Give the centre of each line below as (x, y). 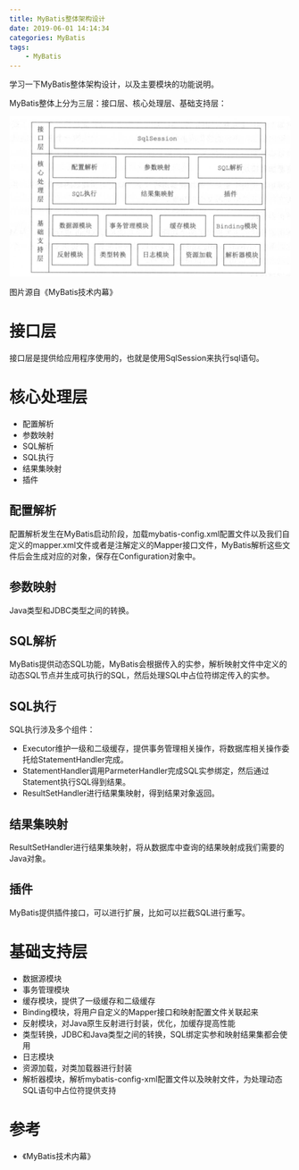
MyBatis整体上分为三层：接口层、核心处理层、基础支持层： (118, 104)
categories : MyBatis (48, 38)
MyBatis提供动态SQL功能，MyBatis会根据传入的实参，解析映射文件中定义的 (148, 664)
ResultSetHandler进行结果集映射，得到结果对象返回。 (121, 793)
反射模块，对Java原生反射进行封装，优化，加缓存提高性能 (129, 1023)
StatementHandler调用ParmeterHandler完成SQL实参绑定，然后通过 (145, 771)
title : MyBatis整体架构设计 (57, 19)
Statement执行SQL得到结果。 (76, 782)
